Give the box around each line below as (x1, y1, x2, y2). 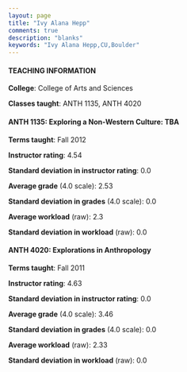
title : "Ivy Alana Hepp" (8, 19, 90, 27)
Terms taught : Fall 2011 (8, 263, 86, 273)
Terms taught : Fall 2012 (8, 134, 87, 144)
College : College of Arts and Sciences (8, 83, 133, 93)
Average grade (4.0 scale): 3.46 (8, 309, 113, 319)
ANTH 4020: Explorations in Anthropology (8, 246, 152, 255)
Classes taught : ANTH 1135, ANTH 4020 (8, 99, 142, 108)
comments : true (8, 26, 59, 34)
